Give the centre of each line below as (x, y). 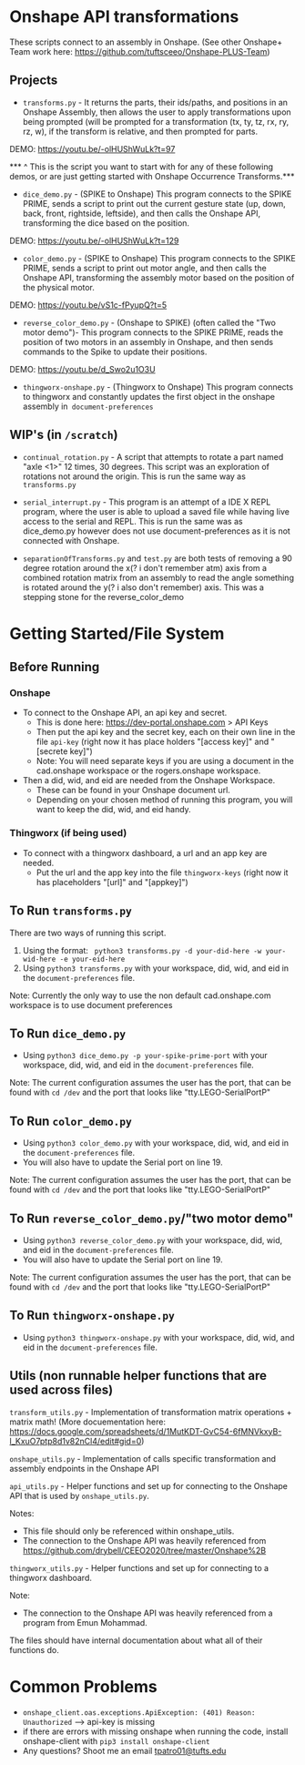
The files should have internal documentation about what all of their (136, 1640)
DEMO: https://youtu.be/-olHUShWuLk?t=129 (94, 240)
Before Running (55, 667)
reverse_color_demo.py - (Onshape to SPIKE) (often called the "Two (149, 322)
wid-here (39, 959)
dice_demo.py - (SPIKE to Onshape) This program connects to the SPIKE (157, 194)
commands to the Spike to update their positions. (115, 352)
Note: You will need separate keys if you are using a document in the (165, 761)
